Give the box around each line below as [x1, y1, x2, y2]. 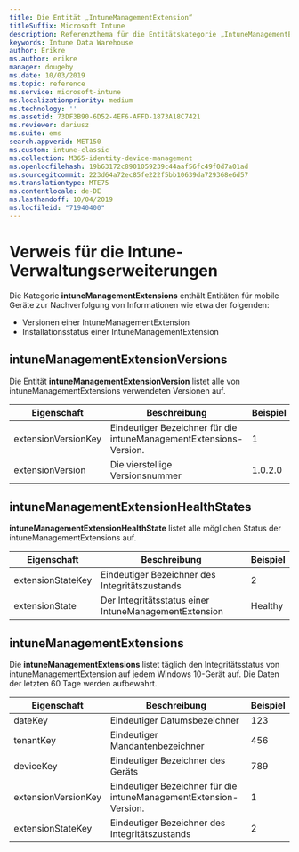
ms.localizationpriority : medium [9, 95, 133, 105]
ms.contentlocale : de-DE [9, 187, 101, 196]
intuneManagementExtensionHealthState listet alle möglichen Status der [9, 523, 282, 534]
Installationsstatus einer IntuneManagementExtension [21, 326, 220, 337]
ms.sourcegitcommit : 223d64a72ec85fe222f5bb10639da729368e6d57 [9, 170, 249, 179]
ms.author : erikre [9, 54, 77, 63]
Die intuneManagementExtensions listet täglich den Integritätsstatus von [9, 660, 280, 670]
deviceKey [13, 760, 58, 773]
